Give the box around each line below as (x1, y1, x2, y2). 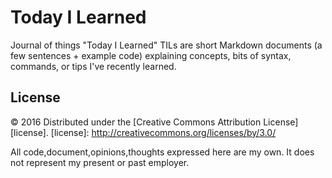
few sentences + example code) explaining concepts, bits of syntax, (10, 49, 292, 61)
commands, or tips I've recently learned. (10, 60, 177, 72)
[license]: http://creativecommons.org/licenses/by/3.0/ (50, 126, 277, 138)
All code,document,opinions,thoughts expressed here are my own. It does (10, 146, 315, 158)
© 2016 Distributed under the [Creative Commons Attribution (10, 116, 262, 128)
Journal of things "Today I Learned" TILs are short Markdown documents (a (10, 39, 323, 51)
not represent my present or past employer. (10, 156, 190, 168)
